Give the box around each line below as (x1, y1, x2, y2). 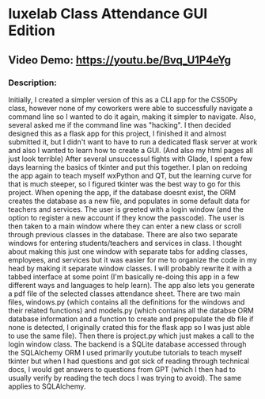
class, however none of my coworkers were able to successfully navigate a (8, 103, 253, 113)
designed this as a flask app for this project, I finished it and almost (8, 129, 227, 138)
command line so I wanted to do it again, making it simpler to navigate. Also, (8, 112, 256, 121)
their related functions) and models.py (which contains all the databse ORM (8, 305, 255, 315)
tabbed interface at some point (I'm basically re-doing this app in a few (8, 271, 240, 282)
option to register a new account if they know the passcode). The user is (8, 213, 245, 222)
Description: (8, 77, 57, 88)
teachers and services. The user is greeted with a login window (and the (8, 204, 244, 214)
